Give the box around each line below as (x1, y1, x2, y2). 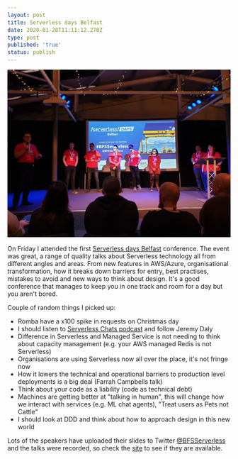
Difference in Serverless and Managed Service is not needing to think (17, 332, 221, 341)
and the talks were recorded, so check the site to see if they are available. (7, 444, 223, 452)
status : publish (7, 49, 55, 56)
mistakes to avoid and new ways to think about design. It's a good (7, 275, 200, 283)
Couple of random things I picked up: (7, 304, 116, 311)
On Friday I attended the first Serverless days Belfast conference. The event (7, 245, 229, 253)
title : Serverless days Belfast (7, 18, 103, 26)
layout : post (7, 11, 46, 18)
